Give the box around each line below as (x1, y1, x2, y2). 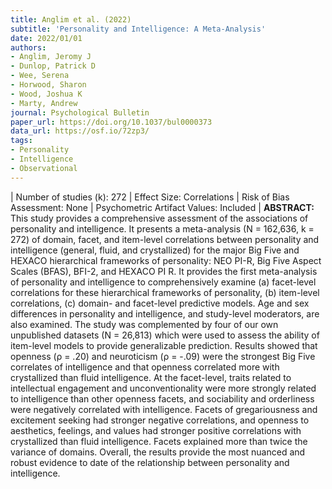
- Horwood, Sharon (10, 80, 87, 90)
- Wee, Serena (10, 71, 70, 81)
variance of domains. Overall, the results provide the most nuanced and (10, 446, 306, 458)
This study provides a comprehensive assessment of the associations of (10, 212, 309, 224)
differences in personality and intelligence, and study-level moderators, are (10, 307, 320, 320)
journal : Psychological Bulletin (10, 107, 150, 118)
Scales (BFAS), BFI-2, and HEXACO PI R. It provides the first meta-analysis (10, 265, 318, 277)
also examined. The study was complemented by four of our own (10, 318, 279, 330)
